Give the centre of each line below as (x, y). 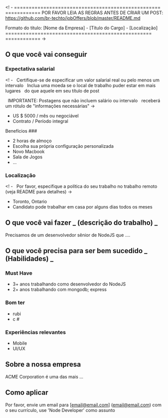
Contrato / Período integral (40, 121)
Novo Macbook (28, 151)
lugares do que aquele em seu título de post (52, 91)
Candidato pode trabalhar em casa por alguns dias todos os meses (82, 206)
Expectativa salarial (30, 69)
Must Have (19, 273)
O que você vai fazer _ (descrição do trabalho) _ (81, 223)
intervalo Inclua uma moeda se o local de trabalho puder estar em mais (80, 85)
